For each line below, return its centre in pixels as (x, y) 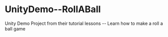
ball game (15, 28)
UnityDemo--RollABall (53, 9)
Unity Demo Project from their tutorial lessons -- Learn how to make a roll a (84, 23)
